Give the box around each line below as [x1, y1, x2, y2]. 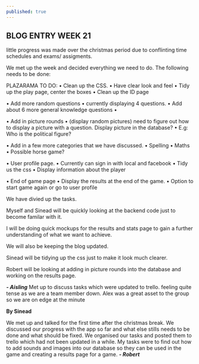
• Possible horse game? [6, 148, 65, 155]
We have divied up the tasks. [6, 196, 77, 203]
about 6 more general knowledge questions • [6, 106, 118, 114]
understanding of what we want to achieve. [6, 231, 112, 239]
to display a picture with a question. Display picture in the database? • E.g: [6, 124, 188, 131]
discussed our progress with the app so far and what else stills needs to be [6, 325, 190, 333]
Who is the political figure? [6, 130, 71, 137]
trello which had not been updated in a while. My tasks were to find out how [6, 338, 192, 346]
